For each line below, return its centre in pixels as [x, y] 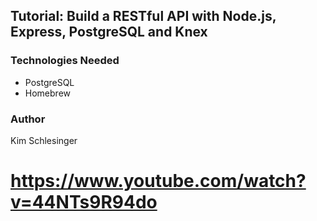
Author [28, 119]
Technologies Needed [65, 61]
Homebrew [47, 93]
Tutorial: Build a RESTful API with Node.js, [143, 16]
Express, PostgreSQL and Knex [109, 32]
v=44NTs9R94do [84, 202]
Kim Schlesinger [44, 140]
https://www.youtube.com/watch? [158, 181]
